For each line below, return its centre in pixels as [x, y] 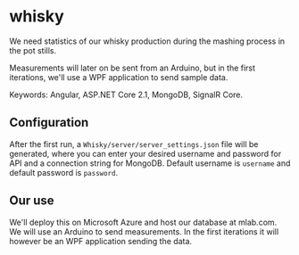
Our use [32, 201]
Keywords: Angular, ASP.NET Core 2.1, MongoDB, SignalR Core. [126, 95]
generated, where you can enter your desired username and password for [145, 153]
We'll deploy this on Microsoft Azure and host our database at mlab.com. [143, 222]
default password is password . [64, 172]
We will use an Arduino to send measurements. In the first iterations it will [144, 231]
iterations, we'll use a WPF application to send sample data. [119, 77]
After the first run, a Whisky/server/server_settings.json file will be [134, 144]
